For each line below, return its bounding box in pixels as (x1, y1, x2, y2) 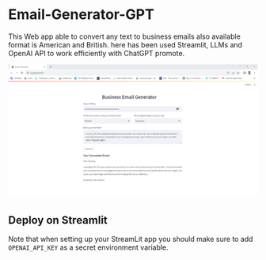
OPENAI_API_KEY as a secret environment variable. (8, 243, 169, 252)
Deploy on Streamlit (8, 213, 108, 227)
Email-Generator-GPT (8, 6, 154, 24)
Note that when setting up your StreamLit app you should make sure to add (8, 234, 253, 243)
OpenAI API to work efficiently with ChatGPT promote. (8, 48, 185, 58)
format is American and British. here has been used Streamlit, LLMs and (8, 40, 243, 49)
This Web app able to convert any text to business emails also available (8, 32, 241, 41)
